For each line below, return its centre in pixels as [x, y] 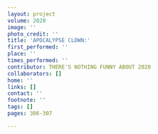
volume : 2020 [27, 21]
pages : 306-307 [30, 113]
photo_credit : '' [33, 34]
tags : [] [20, 107]
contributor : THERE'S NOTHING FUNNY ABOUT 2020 [79, 67]
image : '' [22, 27]
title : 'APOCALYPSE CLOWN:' [49, 41]
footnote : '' [27, 100]
